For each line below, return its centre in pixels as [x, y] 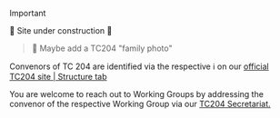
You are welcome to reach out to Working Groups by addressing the [136, 94]
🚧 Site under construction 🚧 [61, 30]
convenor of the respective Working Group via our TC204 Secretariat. [140, 104]
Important [28, 13]
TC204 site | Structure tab [58, 77]
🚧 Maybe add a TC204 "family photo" [102, 48]
